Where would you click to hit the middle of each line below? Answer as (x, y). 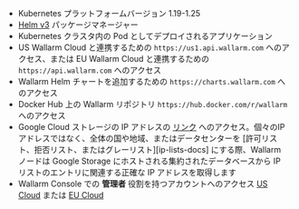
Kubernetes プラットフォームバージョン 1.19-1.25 (109, 13)
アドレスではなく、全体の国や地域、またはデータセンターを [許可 (140, 138)
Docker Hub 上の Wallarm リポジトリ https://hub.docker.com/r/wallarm (153, 104)
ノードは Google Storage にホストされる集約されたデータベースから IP (149, 161)
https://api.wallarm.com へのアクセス (89, 70)
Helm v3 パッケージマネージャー (78, 25)
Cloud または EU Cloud (61, 195)
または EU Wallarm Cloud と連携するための (130, 59)
